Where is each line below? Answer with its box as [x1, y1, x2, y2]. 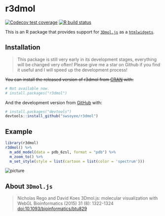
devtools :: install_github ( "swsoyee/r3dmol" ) [5, 114, 98, 119]
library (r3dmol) [5, 140, 39, 146]
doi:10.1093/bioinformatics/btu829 [17, 206, 87, 212]
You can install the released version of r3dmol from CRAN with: [5, 76, 134, 82]
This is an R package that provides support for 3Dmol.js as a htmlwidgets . [5, 29, 155, 35]
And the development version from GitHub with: [5, 99, 102, 105]
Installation [5, 43, 41, 52]
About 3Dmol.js [5, 182, 53, 190]
